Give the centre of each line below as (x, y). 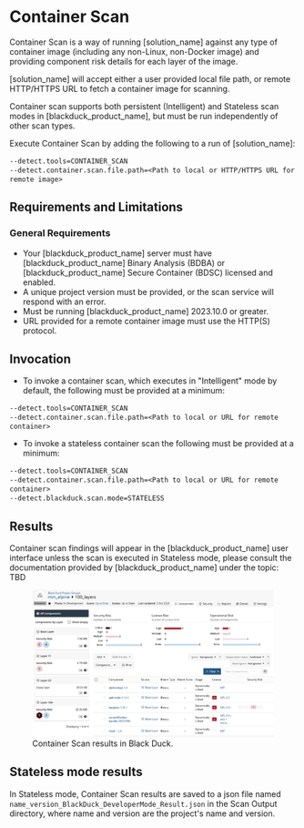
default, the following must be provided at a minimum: (124, 391)
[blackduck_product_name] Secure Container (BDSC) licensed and (147, 272)
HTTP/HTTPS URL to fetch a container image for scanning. (120, 88)
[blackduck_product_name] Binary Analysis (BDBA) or (124, 262)
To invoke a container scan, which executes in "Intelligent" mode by (150, 381)
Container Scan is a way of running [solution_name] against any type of (143, 42)
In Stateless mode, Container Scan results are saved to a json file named (146, 793)
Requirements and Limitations (96, 207)
